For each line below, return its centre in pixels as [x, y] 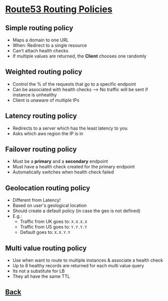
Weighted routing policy [44, 72]
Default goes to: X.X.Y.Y [45, 232]
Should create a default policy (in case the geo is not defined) [76, 211]
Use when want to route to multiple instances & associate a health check [88, 260]
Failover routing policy [41, 149]
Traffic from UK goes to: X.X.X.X [54, 222]
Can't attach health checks [40, 51]
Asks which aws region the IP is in [48, 133]
